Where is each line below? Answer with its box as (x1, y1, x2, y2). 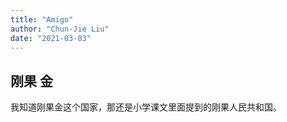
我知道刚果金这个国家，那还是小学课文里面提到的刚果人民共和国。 (10, 101, 282, 113)
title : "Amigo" (10, 14, 74, 25)
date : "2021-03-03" (10, 33, 92, 43)
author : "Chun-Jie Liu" (10, 24, 110, 34)
